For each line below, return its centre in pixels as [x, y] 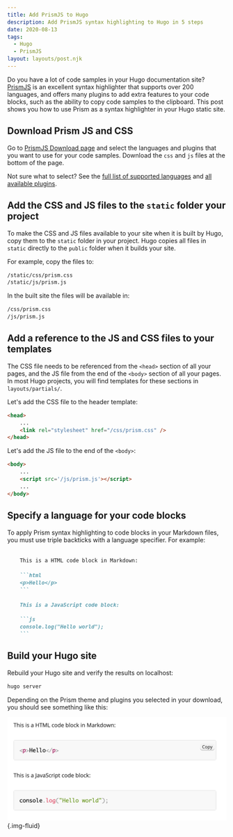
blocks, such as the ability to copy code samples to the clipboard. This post [115, 102]
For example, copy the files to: [50, 261]
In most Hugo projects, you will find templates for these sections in [103, 381]
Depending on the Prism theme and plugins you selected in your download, [115, 700]
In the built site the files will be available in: [69, 295]
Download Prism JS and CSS [70, 131]
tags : [15, 37]
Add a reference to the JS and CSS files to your [111, 338]
